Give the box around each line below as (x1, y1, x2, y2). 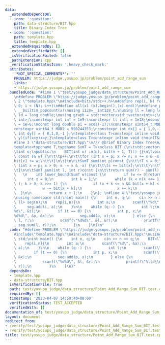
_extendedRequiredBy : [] (9, 44, 60, 49)
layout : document (5, 314, 41, 319)
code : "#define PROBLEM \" (9, 227, 65, 232)
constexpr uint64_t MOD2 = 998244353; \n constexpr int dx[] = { (14, 126, 146, 131)
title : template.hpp (14, 39, 56, 44)
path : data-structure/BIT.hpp (14, 21, 76, 26)
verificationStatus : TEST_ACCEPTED (9, 300, 82, 306)
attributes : (9, 67, 34, 72)
